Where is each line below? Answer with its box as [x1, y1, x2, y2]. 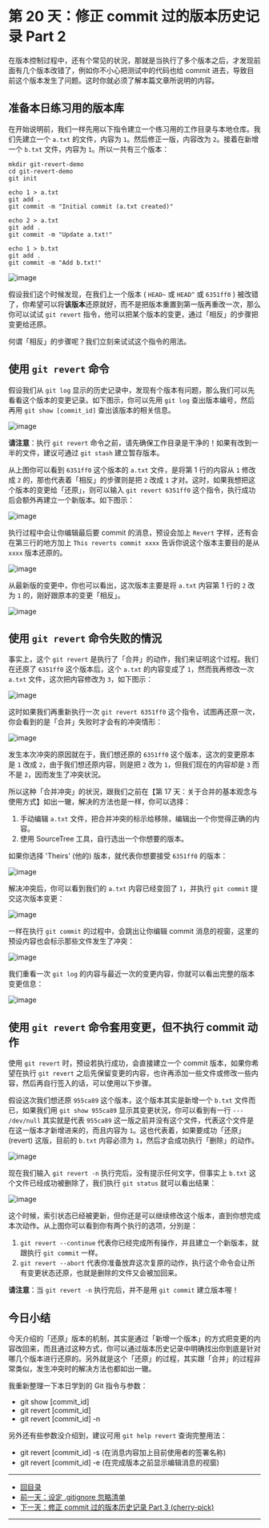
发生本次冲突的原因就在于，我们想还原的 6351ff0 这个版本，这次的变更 [8, 750, 241, 760]
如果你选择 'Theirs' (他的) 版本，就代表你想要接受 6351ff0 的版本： [8, 851, 228, 861]
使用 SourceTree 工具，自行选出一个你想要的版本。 [19, 834, 189, 844]
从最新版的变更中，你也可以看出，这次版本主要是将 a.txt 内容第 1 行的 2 [8, 580, 247, 590]
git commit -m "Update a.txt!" [8, 230, 113, 238]
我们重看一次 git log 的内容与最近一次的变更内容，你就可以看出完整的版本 [8, 969, 255, 979]
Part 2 [25, 27, 66, 46]
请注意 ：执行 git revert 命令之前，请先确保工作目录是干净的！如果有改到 [8, 438, 252, 447]
